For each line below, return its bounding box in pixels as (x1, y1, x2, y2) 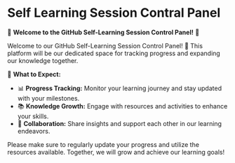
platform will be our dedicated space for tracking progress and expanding (7, 49, 221, 57)
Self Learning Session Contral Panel (7, 5, 221, 21)
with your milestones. (17, 94, 80, 102)
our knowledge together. (7, 56, 79, 64)
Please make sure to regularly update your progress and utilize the (7, 140, 200, 148)
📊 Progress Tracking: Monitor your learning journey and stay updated (17, 84, 222, 92)
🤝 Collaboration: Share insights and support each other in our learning (17, 119, 222, 127)
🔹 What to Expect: (7, 70, 61, 78)
